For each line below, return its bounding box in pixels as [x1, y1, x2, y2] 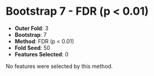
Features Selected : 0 [14, 50, 68, 58]
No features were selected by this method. [5, 63, 113, 70]
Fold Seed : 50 [14, 44, 50, 51]
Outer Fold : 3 [14, 25, 49, 32]
